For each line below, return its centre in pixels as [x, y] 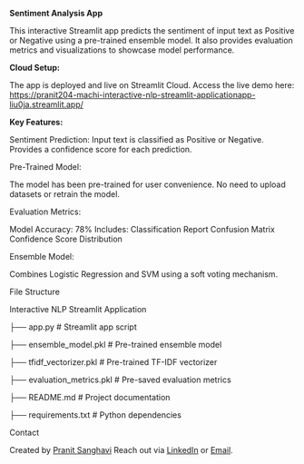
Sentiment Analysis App [56, 13]
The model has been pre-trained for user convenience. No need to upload [147, 184]
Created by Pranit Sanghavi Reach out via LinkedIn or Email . [121, 450]
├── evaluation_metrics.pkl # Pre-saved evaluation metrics [120, 380]
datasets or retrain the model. [65, 194]
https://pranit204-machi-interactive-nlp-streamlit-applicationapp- [132, 95]
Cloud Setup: [35, 68]
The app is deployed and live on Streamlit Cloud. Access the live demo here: [152, 85]
